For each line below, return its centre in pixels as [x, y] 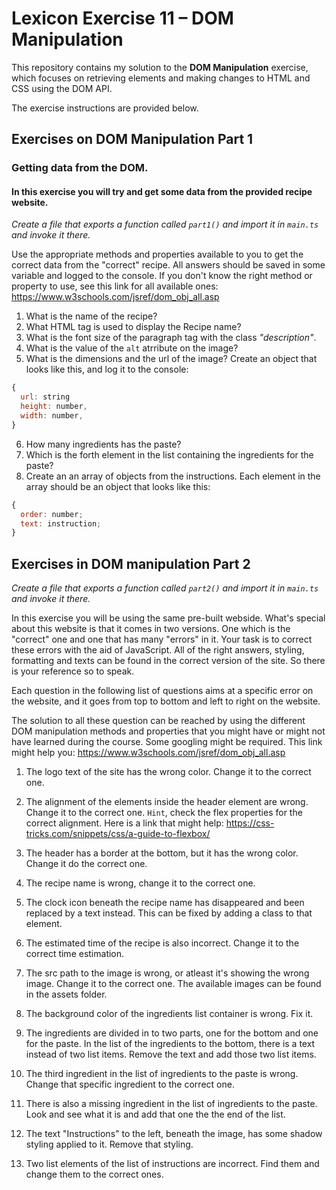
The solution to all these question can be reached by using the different [158, 721]
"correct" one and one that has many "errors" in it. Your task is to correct [162, 639]
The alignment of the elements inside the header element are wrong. [167, 802]
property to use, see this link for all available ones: [115, 286]
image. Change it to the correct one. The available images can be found [173, 984]
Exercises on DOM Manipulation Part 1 [132, 139]
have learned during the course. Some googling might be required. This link [167, 742]
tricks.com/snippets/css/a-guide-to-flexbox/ [118, 834]
